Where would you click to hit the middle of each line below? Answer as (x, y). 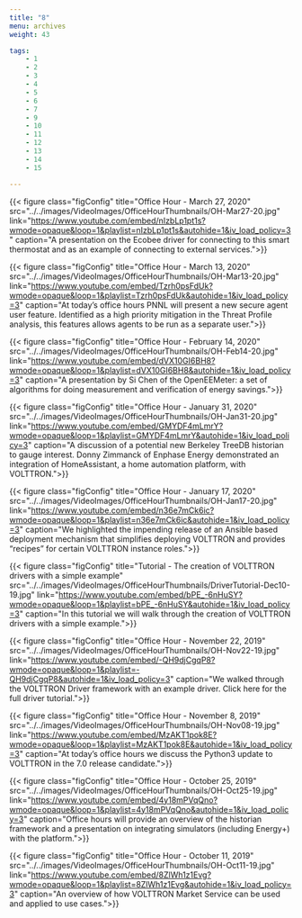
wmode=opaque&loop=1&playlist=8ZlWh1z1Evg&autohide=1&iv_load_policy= (151, 884)
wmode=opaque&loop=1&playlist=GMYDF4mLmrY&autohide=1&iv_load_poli (150, 435)
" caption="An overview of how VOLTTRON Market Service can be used (147, 894)
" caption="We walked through (227, 679)
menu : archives (38, 26)
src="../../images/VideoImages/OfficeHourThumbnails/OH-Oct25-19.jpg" (144, 790)
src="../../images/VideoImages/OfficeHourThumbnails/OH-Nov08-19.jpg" (145, 724)
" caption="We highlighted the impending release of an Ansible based (149, 529)
